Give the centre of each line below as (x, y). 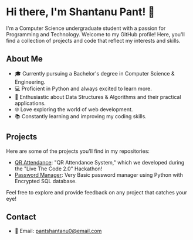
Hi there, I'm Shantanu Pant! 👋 (81, 12)
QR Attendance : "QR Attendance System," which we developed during (99, 162)
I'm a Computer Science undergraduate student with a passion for (86, 28)
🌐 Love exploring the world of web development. (74, 109)
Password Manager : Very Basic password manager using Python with (99, 174)
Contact (21, 217)
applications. (30, 103)
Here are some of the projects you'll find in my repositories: (78, 151)
